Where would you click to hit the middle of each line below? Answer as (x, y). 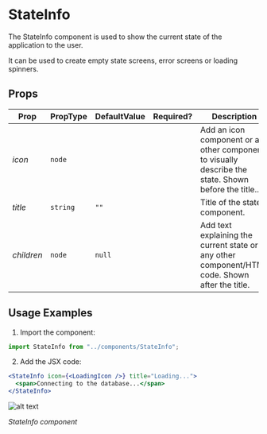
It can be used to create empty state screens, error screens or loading (123, 60)
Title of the (220, 202)
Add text (216, 225)
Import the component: (57, 332)
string (63, 207)
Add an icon (222, 130)
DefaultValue (120, 116)
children (27, 254)
